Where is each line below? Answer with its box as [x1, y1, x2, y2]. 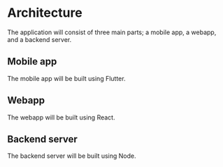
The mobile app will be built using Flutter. [7, 74, 126, 82]
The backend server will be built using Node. [7, 152, 136, 160]
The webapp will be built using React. [7, 113, 115, 122]
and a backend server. [7, 35, 72, 43]
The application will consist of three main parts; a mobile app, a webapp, [7, 28, 217, 36]
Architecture [7, 5, 82, 21]
